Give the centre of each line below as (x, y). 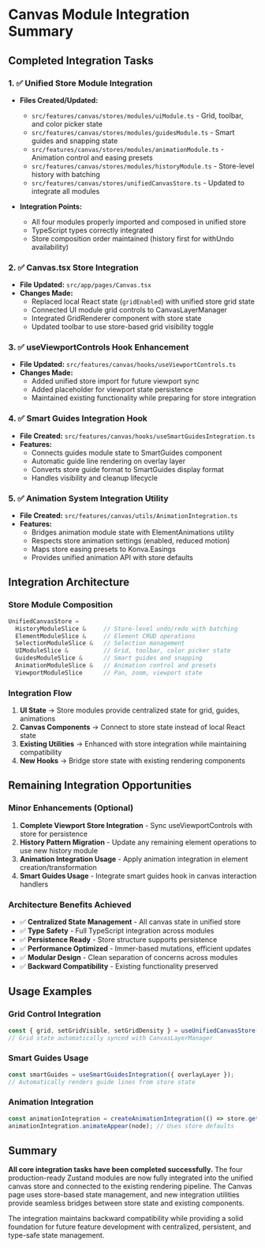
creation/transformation (58, 867)
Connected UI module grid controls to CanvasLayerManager (129, 310)
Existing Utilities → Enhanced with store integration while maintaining (133, 744)
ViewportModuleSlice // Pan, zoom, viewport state (109, 673)
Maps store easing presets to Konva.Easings (103, 549)
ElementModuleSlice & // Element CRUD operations (105, 636)
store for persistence (54, 834)
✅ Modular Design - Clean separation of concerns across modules (129, 958)
